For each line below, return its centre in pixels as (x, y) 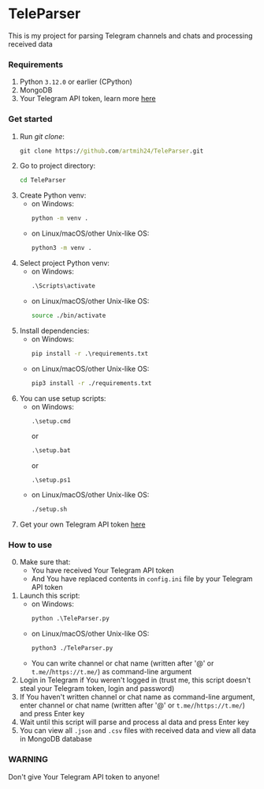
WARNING (28, 760)
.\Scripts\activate (63, 286)
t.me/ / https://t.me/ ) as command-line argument (112, 672)
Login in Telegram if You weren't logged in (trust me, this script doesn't (135, 680)
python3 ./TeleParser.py (72, 648)
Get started (30, 119)
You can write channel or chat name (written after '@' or (123, 663)
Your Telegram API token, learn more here (87, 99)
